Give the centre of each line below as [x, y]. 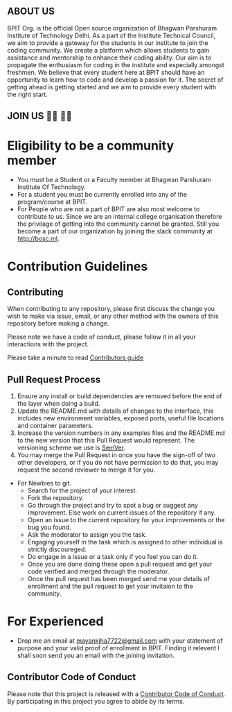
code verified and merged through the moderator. [98, 571]
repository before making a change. [58, 323]
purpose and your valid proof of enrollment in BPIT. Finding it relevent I [118, 648]
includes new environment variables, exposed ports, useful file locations [121, 418]
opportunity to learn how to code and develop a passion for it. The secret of [115, 80]
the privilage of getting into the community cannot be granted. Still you [118, 224]
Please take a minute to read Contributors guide [75, 358]
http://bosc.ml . [38, 239]
